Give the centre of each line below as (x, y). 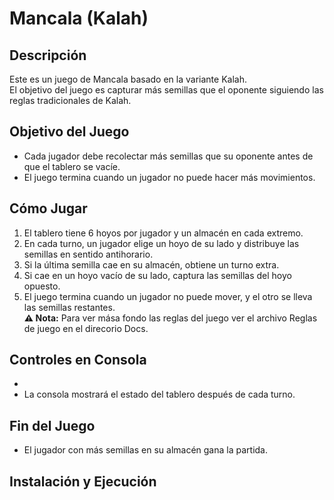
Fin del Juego (52, 425)
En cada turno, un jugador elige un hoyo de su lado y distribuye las (161, 243)
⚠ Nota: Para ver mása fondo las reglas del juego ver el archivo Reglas (170, 318)
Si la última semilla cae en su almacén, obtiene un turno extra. (151, 264)
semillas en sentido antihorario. (88, 254)
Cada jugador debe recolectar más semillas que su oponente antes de (168, 156)
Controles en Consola (78, 360)
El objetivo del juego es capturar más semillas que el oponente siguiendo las (166, 90)
